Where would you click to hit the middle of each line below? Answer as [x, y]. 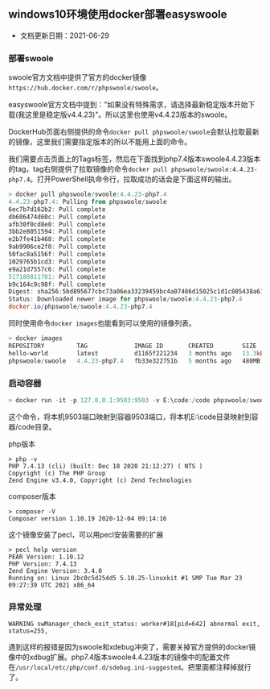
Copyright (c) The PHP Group [57, 473]
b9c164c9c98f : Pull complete [57, 284]
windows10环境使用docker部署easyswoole [118, 15]
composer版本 [32, 496]
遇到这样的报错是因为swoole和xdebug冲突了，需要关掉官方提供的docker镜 [132, 647]
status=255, [28, 631]
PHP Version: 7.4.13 [43, 564]
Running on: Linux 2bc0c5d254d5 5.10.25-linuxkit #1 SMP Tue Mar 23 [125, 578]
